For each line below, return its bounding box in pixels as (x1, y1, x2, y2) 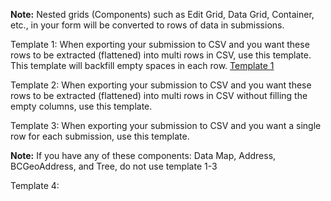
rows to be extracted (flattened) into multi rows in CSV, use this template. (10, 49, 312, 61)
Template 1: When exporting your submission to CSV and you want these (10, 39, 310, 50)
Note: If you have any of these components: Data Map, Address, (10, 150, 277, 161)
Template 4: (10, 180, 60, 191)
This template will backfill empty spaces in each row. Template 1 (10, 60, 275, 71)
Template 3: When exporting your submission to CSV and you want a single (10, 120, 322, 131)
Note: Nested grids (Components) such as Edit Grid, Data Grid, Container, (10, 9, 315, 20)
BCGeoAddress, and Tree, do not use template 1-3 (10, 160, 218, 172)
